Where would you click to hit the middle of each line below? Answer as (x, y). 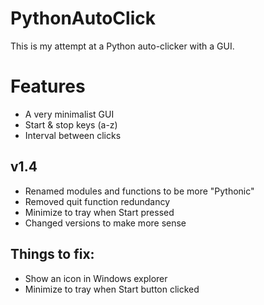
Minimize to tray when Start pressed (99, 212)
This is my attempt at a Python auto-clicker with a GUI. (122, 46)
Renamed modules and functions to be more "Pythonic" (139, 191)
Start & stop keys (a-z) (71, 124)
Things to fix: (52, 254)
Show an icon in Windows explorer (96, 278)
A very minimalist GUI (69, 114)
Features (48, 86)
